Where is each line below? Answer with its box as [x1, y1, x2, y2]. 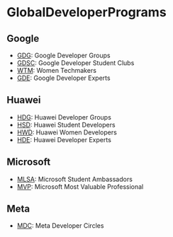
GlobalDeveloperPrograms [6, 4, 167, 21]
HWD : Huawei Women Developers [16, 128, 118, 137]
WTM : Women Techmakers [16, 67, 97, 74]
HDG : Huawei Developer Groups [16, 112, 111, 121]
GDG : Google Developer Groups [16, 51, 111, 59]
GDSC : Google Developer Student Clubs [16, 59, 135, 67]
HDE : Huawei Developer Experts [16, 135, 111, 144]
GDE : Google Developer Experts [16, 74, 111, 82]
